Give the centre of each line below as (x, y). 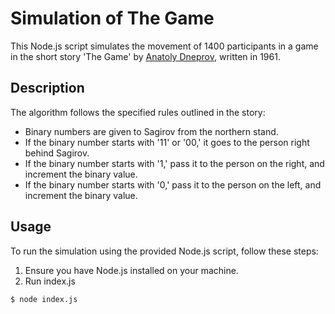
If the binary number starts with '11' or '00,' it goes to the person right (167, 142)
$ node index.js (44, 299)
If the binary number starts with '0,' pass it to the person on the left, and (173, 184)
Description (47, 88)
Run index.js (50, 281)
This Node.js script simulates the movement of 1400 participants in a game (164, 46)
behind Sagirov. (57, 153)
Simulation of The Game (112, 18)
